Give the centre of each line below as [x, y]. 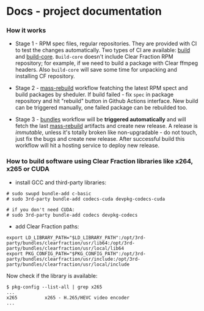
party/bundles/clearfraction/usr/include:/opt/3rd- [73, 259]
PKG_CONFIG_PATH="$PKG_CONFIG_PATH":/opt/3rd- [86, 253]
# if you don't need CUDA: [41, 209]
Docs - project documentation [84, 11]
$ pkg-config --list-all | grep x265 [54, 287]
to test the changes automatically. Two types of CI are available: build [103, 50]
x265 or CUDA [28, 169]
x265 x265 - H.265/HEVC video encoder [68, 298]
